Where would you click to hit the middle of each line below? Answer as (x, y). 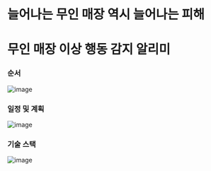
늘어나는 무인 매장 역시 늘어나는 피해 (106, 14)
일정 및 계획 (26, 109)
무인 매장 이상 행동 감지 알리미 (89, 49)
